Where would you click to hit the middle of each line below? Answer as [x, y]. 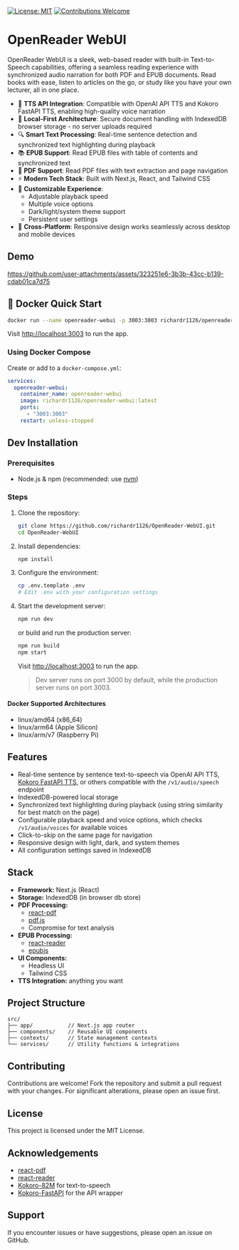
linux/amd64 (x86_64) [50, 719]
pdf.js [36, 920]
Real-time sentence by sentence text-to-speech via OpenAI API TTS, [118, 774]
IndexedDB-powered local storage [68, 797]
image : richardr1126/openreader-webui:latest [89, 401]
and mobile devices [46, 234]
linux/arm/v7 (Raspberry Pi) [58, 735]
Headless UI [46, 965]
